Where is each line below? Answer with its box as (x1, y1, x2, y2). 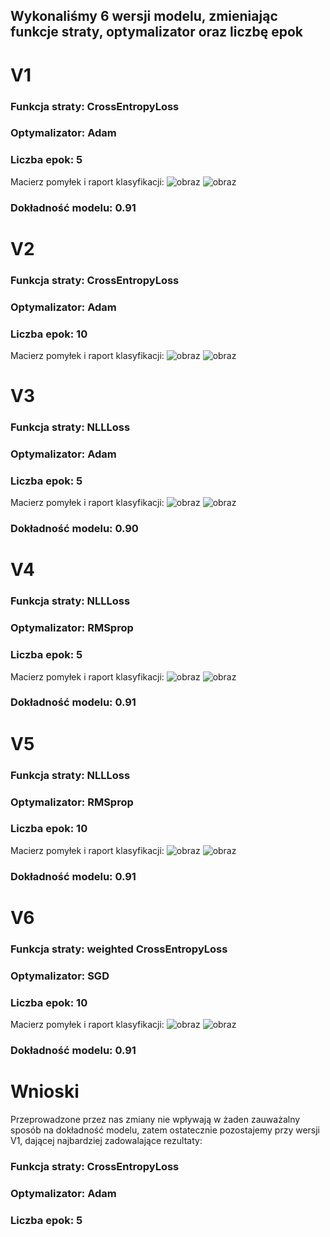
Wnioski (10, 1080, 80, 1103)
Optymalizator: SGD (10, 969, 110, 983)
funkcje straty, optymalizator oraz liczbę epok (10, 24, 303, 41)
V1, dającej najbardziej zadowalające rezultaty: (10, 1134, 203, 1146)
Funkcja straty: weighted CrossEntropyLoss (10, 942, 228, 956)
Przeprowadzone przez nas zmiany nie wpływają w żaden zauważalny (10, 1113, 301, 1125)
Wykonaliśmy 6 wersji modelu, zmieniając (10, 8, 278, 25)
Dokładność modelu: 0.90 (10, 522, 139, 536)
